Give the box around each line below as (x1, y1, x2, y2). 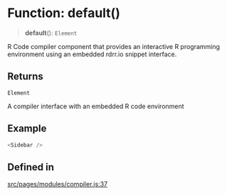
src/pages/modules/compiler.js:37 (7, 180, 108, 189)
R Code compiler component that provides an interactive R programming (7, 42, 221, 51)
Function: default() (7, 5, 121, 21)
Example (7, 122, 47, 135)
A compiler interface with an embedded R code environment (7, 102, 184, 110)
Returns (7, 70, 44, 83)
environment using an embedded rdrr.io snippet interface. (7, 50, 177, 58)
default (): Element (24, 28, 78, 37)
